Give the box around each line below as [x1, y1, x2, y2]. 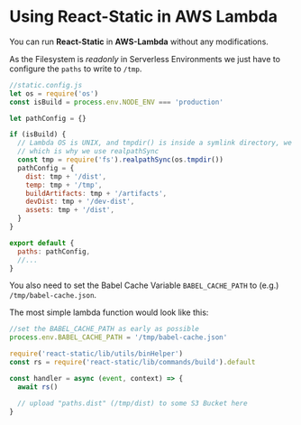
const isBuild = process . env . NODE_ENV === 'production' [9, 97, 223, 106]
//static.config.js [9, 80, 83, 89]
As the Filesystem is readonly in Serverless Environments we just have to [9, 53, 281, 64]
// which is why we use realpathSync [17, 147, 160, 156]
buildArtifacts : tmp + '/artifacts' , [25, 189, 168, 198]
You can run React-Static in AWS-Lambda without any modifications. [9, 36, 269, 47]
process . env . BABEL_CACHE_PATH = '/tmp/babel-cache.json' [9, 333, 228, 342]
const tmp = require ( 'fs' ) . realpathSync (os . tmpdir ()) [17, 155, 223, 164]
